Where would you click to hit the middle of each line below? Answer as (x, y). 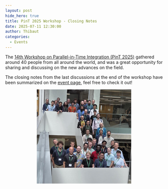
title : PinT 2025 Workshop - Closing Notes (51, 21)
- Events (19, 42)
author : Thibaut (22, 32)
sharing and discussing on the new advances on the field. (64, 67)
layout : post (19, 10)
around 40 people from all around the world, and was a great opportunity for (84, 62)
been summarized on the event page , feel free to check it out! (69, 82)
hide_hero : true (22, 16)
